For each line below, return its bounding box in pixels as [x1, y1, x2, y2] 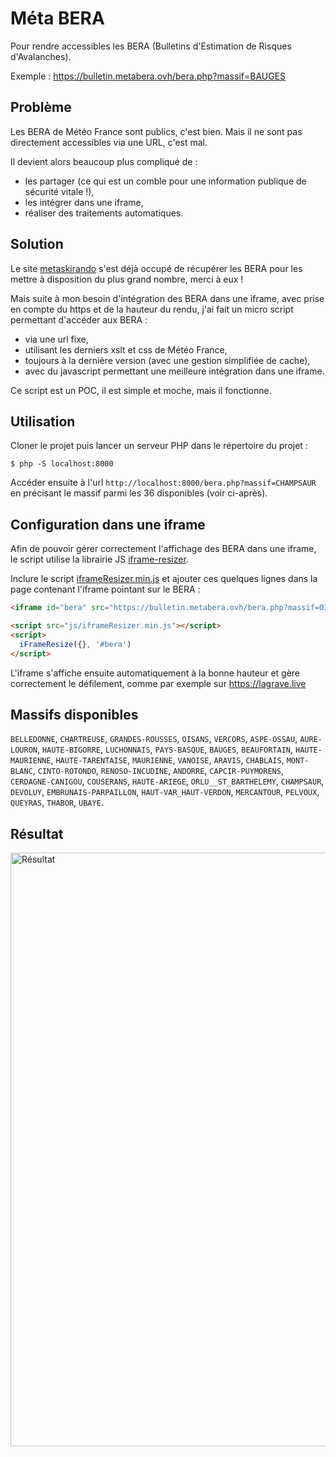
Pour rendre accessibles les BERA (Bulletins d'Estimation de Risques [10, 40, 292, 52]
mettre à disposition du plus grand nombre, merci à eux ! [10, 273, 244, 285]
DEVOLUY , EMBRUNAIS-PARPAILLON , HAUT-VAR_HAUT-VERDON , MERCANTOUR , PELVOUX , [10, 786, 320, 798]
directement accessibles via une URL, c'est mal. [10, 136, 208, 148]
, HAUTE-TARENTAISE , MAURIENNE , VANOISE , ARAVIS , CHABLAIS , [50, 754, 285, 766]
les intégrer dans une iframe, [24, 196, 144, 208]
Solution [10, 236, 64, 253]
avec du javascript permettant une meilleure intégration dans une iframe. [24, 365, 325, 377]
